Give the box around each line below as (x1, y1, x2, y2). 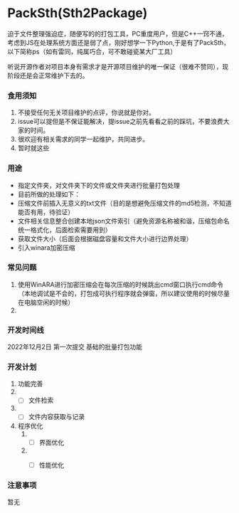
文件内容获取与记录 (28, 413, 85, 421)
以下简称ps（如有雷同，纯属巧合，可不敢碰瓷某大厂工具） (7, 47, 176, 55)
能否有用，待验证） (17, 208, 75, 216)
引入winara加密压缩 (17, 243, 75, 252)
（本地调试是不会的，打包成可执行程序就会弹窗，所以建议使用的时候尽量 (17, 289, 230, 297)
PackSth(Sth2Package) (7, 5, 148, 21)
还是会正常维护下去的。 (19, 71, 89, 80)
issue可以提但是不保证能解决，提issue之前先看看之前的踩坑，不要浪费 (17, 117, 224, 126)
